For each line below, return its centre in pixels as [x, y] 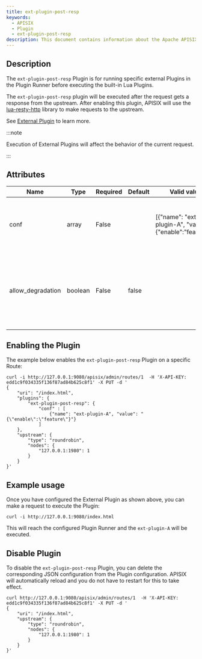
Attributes [26, 175]
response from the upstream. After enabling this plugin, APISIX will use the [99, 103]
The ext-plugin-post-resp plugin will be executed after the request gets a [98, 96]
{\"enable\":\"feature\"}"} [41, 419]
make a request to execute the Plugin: [53, 506]
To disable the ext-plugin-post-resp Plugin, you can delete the [84, 568]
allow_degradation [35, 290]
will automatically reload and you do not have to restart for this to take [93, 581]
